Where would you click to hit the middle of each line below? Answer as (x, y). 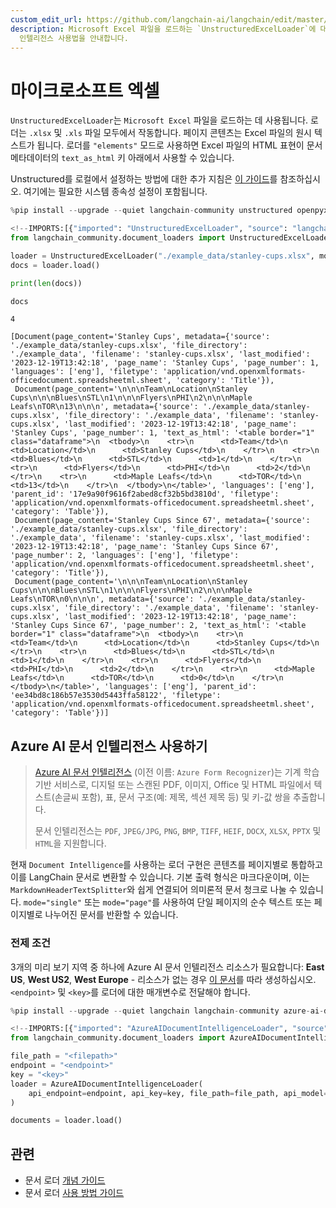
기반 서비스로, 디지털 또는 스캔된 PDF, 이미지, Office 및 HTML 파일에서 (173, 785)
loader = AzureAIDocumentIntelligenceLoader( (106, 1084)
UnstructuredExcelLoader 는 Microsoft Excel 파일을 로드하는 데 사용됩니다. (159, 120)
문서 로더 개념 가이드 (65, 1180)
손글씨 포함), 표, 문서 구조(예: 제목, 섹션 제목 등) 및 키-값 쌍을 (173, 797)
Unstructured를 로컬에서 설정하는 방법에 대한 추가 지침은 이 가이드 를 (144, 179)
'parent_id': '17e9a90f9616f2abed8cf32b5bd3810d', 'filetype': (145, 494)
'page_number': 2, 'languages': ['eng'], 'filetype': (125, 556)
